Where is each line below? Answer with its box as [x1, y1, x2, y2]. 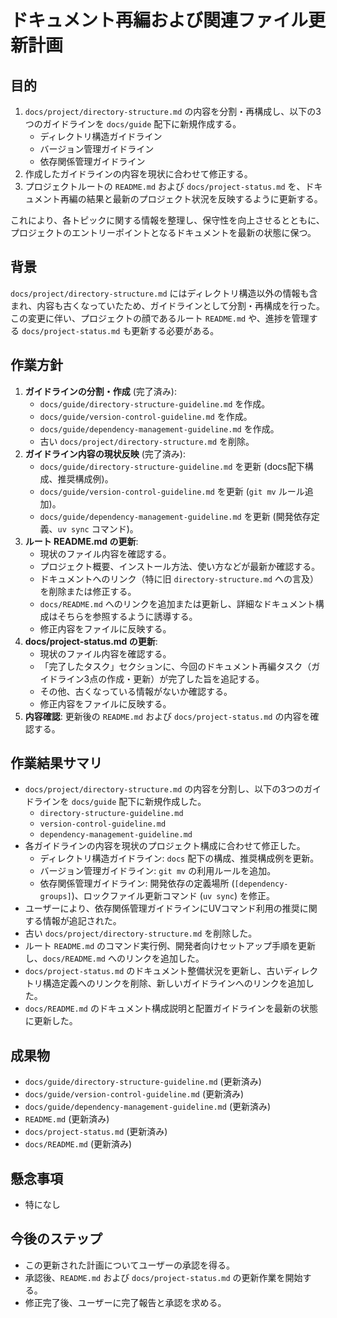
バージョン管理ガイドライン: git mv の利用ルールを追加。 [39, 865, 277, 877]
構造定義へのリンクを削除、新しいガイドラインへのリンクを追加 [42, 977, 306, 990]
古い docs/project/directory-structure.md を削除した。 [24, 927, 258, 940]
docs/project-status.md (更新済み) [24, 1126, 168, 1138]
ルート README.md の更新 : [24, 535, 139, 547]
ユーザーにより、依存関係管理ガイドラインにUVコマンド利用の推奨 [24, 902, 300, 915]
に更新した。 [24, 1015, 78, 1027]
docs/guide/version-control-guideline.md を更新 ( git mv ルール [39, 485, 305, 497]
